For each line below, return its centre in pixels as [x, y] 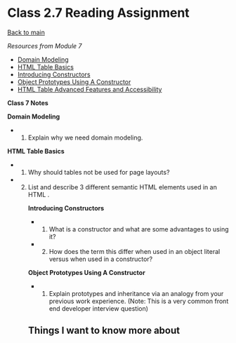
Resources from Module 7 [45, 46]
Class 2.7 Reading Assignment [98, 13]
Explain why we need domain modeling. [85, 137]
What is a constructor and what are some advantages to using [139, 229]
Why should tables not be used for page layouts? [99, 172]
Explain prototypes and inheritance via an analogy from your [136, 293]
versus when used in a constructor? [101, 259]
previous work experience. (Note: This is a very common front [139, 301]
